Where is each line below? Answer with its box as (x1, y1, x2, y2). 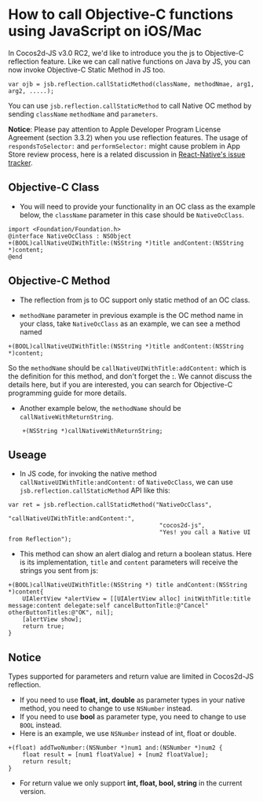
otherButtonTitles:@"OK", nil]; (8, 608, 114, 617)
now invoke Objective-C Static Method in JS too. (8, 65, 166, 74)
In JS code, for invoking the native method (19, 469, 157, 479)
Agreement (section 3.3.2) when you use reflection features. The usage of (8, 132, 249, 142)
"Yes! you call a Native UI (159, 529, 251, 537)
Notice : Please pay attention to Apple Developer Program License (8, 124, 221, 134)
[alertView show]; (22, 615, 82, 623)
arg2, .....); (8, 87, 55, 95)
